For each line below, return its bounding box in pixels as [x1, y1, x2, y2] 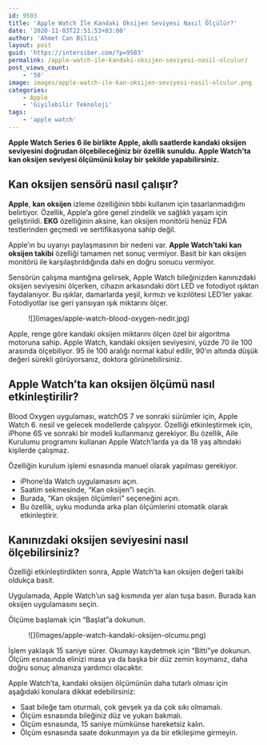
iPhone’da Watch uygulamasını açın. [19, 476, 138, 486]
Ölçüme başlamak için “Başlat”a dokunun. [8, 615, 146, 624]
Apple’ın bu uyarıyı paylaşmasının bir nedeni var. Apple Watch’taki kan [8, 240, 242, 249]
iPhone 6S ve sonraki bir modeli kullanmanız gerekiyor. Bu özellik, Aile [8, 428, 238, 438]
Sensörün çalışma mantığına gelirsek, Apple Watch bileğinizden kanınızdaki [8, 273, 257, 282]
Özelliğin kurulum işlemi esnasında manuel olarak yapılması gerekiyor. [8, 460, 238, 470]
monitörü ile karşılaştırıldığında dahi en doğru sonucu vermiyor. [8, 257, 216, 266]
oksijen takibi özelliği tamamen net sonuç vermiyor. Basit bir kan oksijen [8, 249, 246, 258]
